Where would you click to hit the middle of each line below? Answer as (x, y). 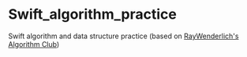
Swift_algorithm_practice (93, 14)
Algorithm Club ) (34, 44)
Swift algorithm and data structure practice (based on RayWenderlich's (123, 36)
